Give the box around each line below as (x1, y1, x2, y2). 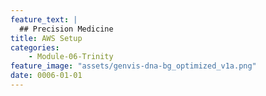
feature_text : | (10, 14, 78, 25)
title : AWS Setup (10, 33, 83, 43)
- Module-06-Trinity (28, 52, 114, 62)
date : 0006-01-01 (10, 71, 83, 81)
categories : (10, 42, 60, 53)
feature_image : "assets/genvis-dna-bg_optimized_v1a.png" (10, 61, 257, 71)
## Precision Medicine (19, 24, 114, 34)
